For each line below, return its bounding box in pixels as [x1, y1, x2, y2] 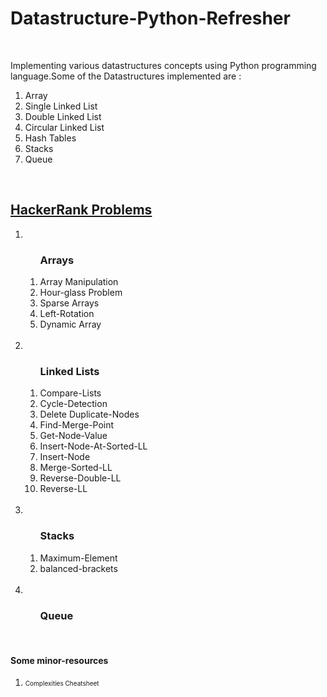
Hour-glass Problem [39, 287, 123, 299]
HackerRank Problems [10, 202, 153, 219]
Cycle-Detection [39, 398, 108, 410]
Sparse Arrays [39, 297, 100, 309]
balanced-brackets [39, 562, 118, 574]
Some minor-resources [10, 654, 109, 666]
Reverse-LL [39, 483, 88, 495]
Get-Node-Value [39, 430, 108, 442]
